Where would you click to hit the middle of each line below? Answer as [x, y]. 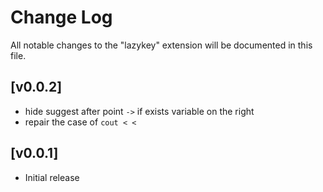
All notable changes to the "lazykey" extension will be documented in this [161, 45]
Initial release [52, 177]
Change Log [61, 17]
